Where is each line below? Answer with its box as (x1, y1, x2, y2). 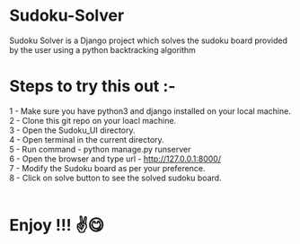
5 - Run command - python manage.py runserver (9, 144, 191, 154)
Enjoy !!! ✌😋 (9, 215, 105, 236)
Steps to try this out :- (9, 76, 176, 97)
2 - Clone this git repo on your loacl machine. (9, 115, 177, 126)
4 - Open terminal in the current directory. (9, 134, 164, 144)
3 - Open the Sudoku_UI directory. (9, 125, 137, 135)
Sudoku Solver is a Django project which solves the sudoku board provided (9, 35, 288, 46)
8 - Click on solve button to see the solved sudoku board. (9, 172, 222, 183)
